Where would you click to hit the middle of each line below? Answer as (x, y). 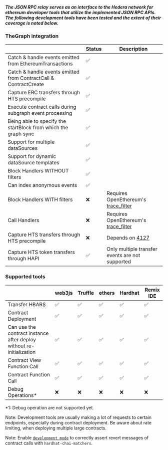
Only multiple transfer (132, 249)
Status (94, 49)
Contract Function (29, 374)
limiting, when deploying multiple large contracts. (56, 428)
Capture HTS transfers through (44, 235)
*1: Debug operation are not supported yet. (49, 407)
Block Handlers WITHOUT (38, 171)
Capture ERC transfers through (44, 93)
